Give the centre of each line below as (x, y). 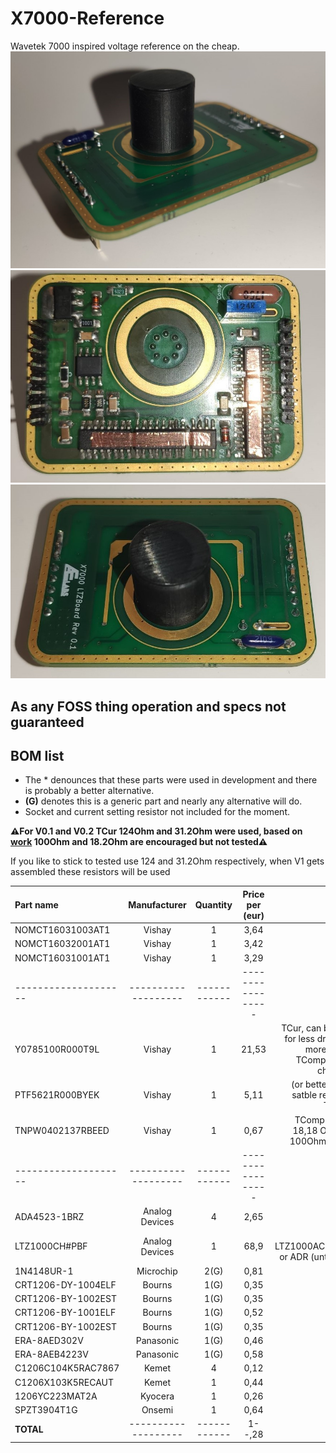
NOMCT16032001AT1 (62, 944)
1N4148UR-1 (44, 1271)
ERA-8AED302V (49, 1340)
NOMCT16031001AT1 (62, 958)
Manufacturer (157, 904)
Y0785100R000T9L (57, 1049)
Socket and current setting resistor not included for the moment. (157, 812)
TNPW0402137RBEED (62, 1130)
